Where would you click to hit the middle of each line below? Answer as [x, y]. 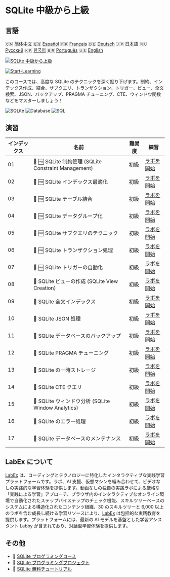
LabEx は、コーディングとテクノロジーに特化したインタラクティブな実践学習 [85, 475]
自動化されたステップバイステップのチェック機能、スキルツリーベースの [89, 500]
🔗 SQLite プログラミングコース [44, 556]
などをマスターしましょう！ [34, 100]
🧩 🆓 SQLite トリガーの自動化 [68, 267]
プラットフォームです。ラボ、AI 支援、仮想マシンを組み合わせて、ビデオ [81, 481]
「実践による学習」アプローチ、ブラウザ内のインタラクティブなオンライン [82, 494]
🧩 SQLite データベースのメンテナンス [77, 438]
